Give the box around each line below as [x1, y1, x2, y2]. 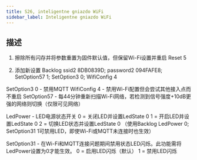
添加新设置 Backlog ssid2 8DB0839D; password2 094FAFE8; [14, 67, 163, 74]
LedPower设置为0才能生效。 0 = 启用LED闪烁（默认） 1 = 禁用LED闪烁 [6, 148, 178, 155]
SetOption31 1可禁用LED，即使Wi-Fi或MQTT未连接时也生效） [6, 128, 155, 135]
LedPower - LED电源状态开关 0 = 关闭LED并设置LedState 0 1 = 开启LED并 [6, 113, 185, 120]
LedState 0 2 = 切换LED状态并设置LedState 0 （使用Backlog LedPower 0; [11, 120, 189, 128]
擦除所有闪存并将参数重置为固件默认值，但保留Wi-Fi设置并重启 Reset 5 [14, 54, 187, 61]
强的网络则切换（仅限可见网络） [6, 100, 84, 107]
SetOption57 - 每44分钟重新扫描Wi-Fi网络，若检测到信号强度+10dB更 [22, 93, 192, 100]
